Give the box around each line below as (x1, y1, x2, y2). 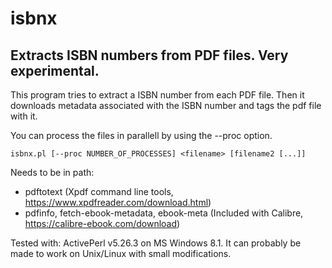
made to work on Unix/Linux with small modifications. (10, 248, 232, 259)
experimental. (10, 62, 100, 79)
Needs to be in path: (10, 167, 95, 178)
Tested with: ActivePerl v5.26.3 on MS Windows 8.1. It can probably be (10, 237, 302, 249)
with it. (10, 110, 38, 122)
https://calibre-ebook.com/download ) (24, 218, 181, 229)
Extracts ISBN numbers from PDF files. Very (10, 47, 289, 64)
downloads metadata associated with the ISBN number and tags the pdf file (10, 100, 322, 111)
